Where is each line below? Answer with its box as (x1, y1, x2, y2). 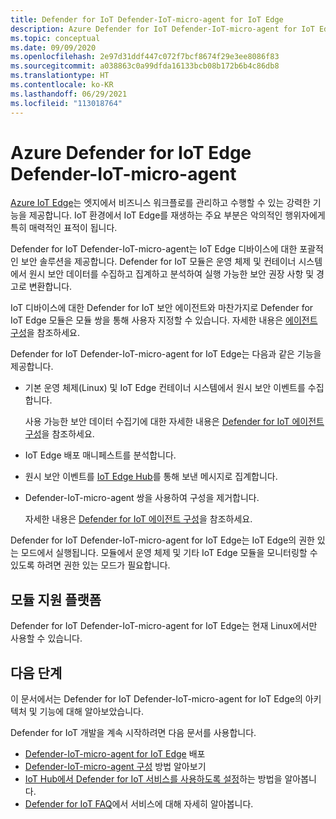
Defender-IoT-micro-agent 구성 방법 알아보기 (24, 761, 207, 773)
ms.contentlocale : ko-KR (10, 80, 114, 90)
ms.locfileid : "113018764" (10, 98, 123, 108)
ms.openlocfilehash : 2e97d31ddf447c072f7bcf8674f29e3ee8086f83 (10, 52, 280, 62)
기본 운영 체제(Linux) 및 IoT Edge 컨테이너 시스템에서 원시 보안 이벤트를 (24, 382, 306, 394)
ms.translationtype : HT (10, 71, 110, 81)
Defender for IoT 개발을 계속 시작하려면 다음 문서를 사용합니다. (10, 727, 257, 739)
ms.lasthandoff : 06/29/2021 (10, 89, 128, 99)
